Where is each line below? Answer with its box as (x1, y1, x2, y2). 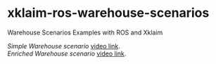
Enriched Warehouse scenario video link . (7, 49, 127, 58)
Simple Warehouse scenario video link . (7, 41, 121, 50)
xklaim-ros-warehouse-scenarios (7, 5, 210, 21)
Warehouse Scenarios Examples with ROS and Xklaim (7, 28, 163, 37)
